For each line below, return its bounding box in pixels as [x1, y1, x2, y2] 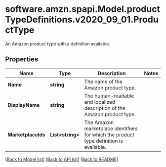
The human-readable [84, 92, 134, 99]
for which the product [84, 131, 134, 138]
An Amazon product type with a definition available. [5, 41, 110, 46]
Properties [5, 55, 39, 64]
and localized [84, 98, 115, 105]
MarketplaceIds [7, 131, 45, 138]
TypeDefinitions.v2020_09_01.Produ [5, 14, 159, 25]
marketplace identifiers [84, 125, 138, 132]
